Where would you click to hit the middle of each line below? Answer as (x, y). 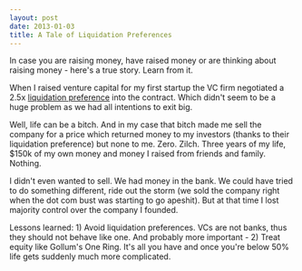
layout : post (34, 18)
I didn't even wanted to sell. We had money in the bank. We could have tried (151, 181)
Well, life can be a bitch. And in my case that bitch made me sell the (136, 125)
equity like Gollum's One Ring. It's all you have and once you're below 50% (150, 247)
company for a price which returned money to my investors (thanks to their (150, 135)
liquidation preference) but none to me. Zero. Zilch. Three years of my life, (148, 144)
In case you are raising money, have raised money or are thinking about (143, 61)
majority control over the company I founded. (94, 210)
